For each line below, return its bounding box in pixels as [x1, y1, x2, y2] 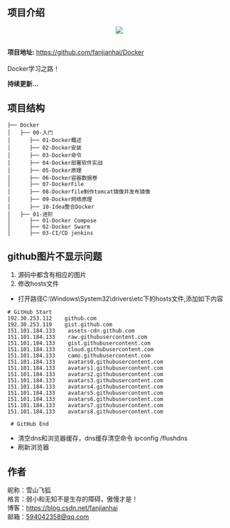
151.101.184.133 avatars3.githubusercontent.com [7, 377, 163, 384]
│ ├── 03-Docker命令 [7, 151, 82, 158]
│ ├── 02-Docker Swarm [7, 223, 91, 230]
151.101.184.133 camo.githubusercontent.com [7, 352, 151, 360]
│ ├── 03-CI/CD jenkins [7, 230, 94, 237]
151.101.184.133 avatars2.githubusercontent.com [7, 371, 163, 378]
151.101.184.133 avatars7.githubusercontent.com [7, 402, 163, 409]
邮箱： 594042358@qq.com [7, 512, 89, 521]
